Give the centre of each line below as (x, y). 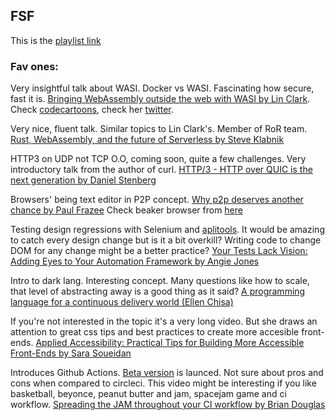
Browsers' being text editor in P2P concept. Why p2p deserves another (157, 200)
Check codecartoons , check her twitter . (92, 110)
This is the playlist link (56, 40)
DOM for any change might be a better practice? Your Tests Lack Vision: (159, 251)
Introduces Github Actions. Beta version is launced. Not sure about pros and (167, 373)
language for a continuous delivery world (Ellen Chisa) (122, 302)
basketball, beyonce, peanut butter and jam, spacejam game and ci (148, 394)
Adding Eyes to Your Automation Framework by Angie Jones (135, 261)
